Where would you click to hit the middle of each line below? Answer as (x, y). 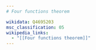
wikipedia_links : (27, 33)
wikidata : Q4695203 (30, 22)
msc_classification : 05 (35, 27)
